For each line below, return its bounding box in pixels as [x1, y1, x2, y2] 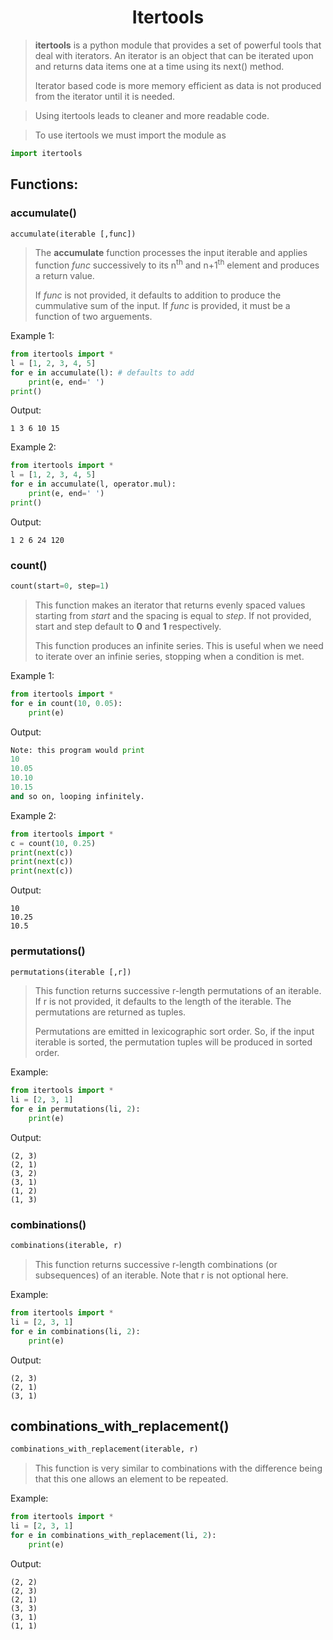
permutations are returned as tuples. [34, 1006, 187, 1018]
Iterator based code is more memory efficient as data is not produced [34, 79, 322, 91]
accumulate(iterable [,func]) [10, 229, 137, 239]
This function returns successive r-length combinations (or [34, 1259, 278, 1271]
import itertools [10, 148, 83, 158]
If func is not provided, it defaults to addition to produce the [34, 289, 282, 301]
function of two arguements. [34, 311, 153, 323]
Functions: [10, 176, 79, 193]
